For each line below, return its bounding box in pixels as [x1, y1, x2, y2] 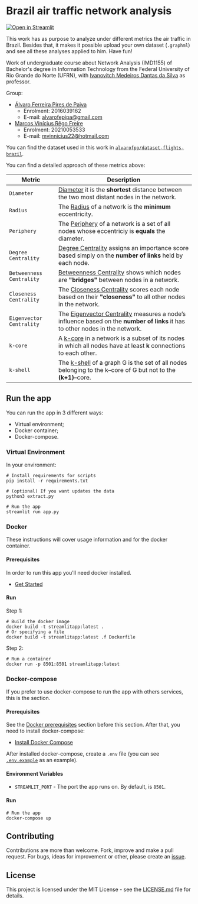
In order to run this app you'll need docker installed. [6, 569, 131, 576]
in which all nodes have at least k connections [58, 341, 186, 349]
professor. [6, 78, 31, 85]
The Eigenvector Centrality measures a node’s [58, 309, 186, 317]
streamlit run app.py [6, 509, 60, 515]
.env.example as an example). [6, 757, 78, 764]
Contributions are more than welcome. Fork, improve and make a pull [6, 847, 174, 854]
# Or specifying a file [6, 628, 65, 635]
